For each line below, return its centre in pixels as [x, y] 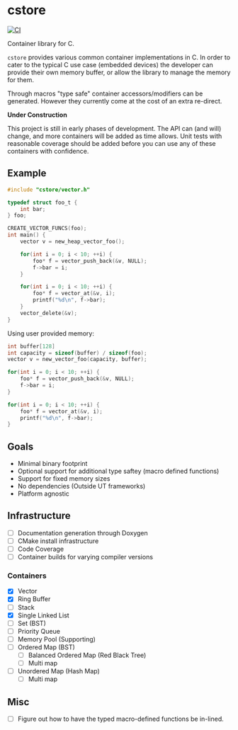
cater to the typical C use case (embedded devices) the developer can [110, 64]
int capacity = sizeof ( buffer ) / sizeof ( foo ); [77, 353]
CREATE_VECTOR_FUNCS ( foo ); [47, 229]
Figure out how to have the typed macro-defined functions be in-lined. [121, 719]
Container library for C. [41, 43]
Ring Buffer [34, 599]
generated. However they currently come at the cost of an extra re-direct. [115, 101]
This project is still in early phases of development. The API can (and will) [114, 128]
